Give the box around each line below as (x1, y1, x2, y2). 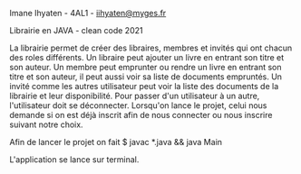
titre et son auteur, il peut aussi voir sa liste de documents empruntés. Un (9, 71, 283, 82)
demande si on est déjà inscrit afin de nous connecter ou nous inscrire (9, 110, 273, 120)
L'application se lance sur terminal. (9, 154, 140, 165)
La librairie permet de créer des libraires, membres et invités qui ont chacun (9, 42, 293, 53)
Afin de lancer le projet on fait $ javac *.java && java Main (9, 137, 223, 147)
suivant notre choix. (9, 119, 83, 130)
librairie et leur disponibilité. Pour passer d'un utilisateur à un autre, (9, 90, 260, 101)
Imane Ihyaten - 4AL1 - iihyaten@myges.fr (9, 8, 167, 18)
